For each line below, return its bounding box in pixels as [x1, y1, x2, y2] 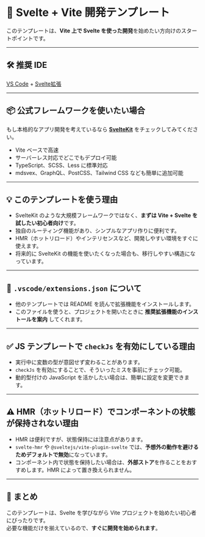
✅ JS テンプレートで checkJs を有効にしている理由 [6, 341, 195, 352]
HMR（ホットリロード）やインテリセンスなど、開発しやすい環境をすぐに [15, 235, 198, 242]
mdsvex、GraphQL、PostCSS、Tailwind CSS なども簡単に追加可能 [15, 169, 184, 176]
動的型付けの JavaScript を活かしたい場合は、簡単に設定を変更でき [15, 374, 184, 381]
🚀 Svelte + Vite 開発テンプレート [6, 6, 170, 20]
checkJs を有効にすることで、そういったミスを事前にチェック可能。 [15, 366, 186, 373]
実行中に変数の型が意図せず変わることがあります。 [15, 358, 143, 366]
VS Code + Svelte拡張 [6, 80, 62, 87]
